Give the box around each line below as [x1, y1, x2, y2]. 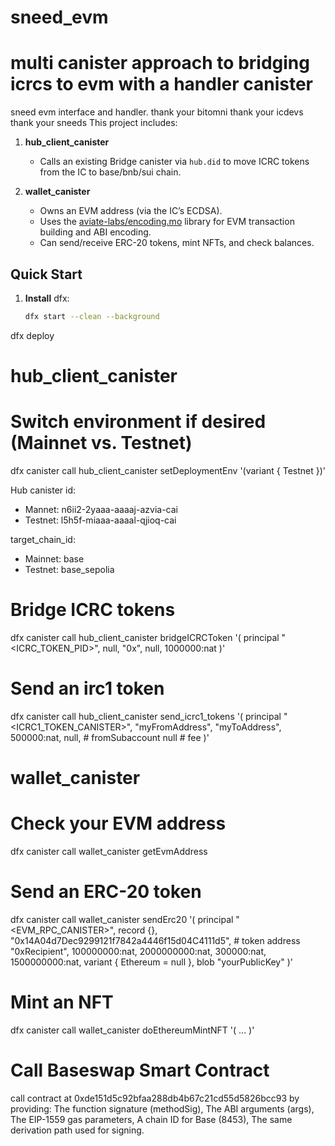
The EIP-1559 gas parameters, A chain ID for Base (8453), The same [10, 1113, 293, 1125]
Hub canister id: [10, 484, 77, 496]
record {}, [118, 924, 158, 936]
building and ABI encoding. [39, 226, 152, 238]
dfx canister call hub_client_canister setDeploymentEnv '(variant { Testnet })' [10, 464, 326, 476]
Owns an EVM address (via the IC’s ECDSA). [39, 205, 223, 217]
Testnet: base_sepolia [24, 563, 115, 575]
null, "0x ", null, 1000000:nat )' [102, 642, 226, 654]
